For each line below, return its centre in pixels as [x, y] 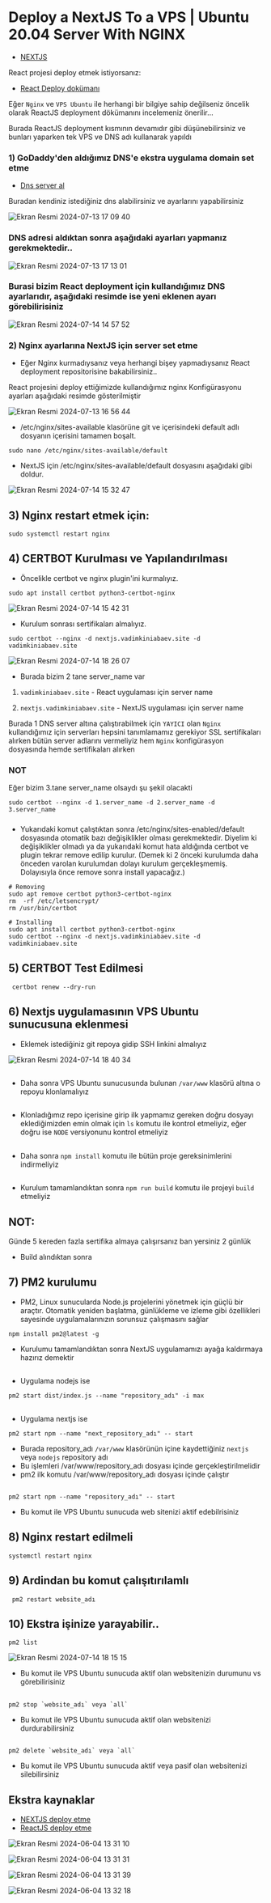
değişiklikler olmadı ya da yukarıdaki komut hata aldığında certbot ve [134, 846]
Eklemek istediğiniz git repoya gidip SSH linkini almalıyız [113, 1044]
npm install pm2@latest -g [54, 1334]
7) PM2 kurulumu [53, 1282]
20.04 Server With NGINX [97, 34]
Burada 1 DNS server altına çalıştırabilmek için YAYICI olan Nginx [114, 723]
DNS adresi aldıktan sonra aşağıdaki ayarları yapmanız [118, 238]
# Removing [27, 887]
